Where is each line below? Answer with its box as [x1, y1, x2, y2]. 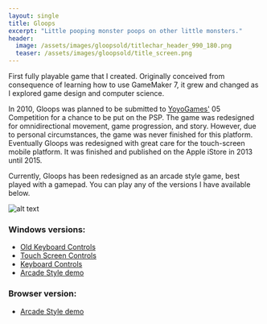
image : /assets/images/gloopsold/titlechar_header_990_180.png [15, 42, 232, 50]
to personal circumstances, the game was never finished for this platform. [8, 130, 253, 139]
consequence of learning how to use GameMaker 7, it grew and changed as [8, 80, 259, 89]
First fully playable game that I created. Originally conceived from [8, 72, 225, 81]
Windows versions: [8, 223, 86, 235]
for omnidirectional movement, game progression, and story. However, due [8, 122, 257, 131]
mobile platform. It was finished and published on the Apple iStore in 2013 [8, 147, 253, 156]
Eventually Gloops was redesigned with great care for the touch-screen [8, 139, 245, 147]
